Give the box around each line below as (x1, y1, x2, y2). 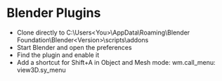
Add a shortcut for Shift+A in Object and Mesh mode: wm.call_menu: (16, 58, 216, 66)
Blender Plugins (6, 5, 101, 21)
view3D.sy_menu (16, 66, 66, 74)
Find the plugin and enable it (16, 51, 100, 59)
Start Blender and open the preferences (16, 43, 132, 51)
